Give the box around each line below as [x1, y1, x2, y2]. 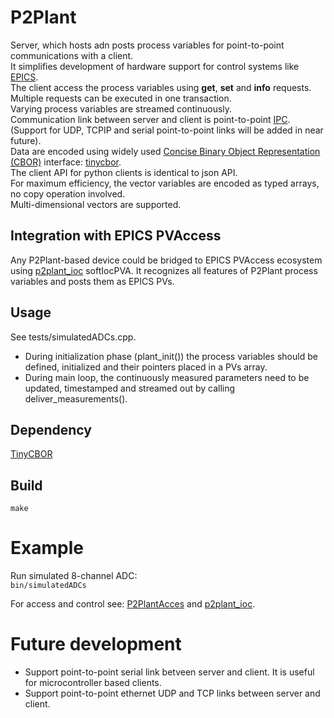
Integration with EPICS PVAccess [10, 227, 222, 245]
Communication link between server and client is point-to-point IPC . [10, 113, 291, 125]
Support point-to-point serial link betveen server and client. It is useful [24, 666, 315, 678]
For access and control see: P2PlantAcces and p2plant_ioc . [10, 598, 256, 610]
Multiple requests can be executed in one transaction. [10, 92, 232, 104]
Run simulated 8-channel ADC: [10, 570, 138, 582]
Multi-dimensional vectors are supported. [10, 198, 182, 210]
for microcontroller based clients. [24, 677, 162, 689]
